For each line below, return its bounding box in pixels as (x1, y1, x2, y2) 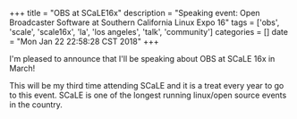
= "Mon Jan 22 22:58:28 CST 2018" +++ (9, 36, 159, 47)
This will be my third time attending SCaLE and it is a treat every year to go (9, 81, 284, 90)
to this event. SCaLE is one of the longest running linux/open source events (9, 89, 287, 100)
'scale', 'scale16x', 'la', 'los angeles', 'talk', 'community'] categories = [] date (9, 27, 289, 37)
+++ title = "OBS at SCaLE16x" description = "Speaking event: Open (9, 8, 261, 18)
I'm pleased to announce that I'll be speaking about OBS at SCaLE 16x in (9, 54, 276, 64)
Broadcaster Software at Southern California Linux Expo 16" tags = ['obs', (9, 17, 280, 28)
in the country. (9, 99, 63, 110)
